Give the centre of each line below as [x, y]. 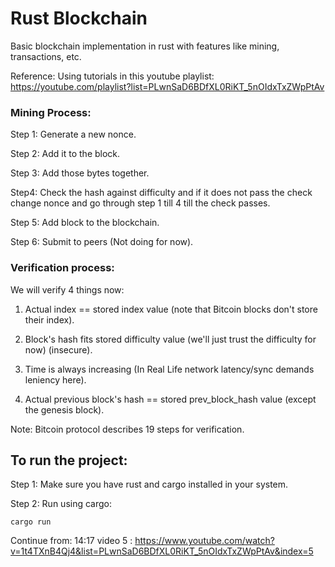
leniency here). [55, 379]
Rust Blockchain [79, 18]
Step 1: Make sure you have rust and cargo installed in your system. [149, 484]
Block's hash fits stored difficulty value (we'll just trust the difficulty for [170, 339]
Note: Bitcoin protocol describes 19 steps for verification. [127, 429]
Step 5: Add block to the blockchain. [85, 223]
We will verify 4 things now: [67, 289]
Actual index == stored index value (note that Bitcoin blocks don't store [171, 309]
